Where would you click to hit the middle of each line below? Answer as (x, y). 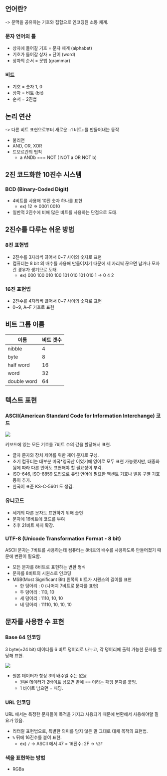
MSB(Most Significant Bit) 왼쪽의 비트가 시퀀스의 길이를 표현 (72, 579)
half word (19, 365)
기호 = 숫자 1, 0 (27, 87)
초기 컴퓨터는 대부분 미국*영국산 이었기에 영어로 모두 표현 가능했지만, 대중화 (86, 461)
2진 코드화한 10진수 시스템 (43, 174)
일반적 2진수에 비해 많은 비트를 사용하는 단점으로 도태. (65, 212)
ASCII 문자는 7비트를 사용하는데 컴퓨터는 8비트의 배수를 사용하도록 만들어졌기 (81, 550)
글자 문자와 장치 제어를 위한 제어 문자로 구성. (56, 455)
